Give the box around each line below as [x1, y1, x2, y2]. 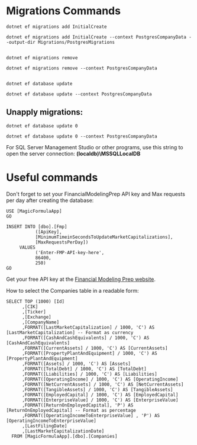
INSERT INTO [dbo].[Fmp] [6, 223, 67, 229]
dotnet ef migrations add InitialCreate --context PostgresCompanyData [6, 34, 186, 40]
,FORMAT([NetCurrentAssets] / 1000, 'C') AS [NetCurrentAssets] [21, 381, 184, 388]
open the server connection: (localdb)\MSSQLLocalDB [6, 150, 141, 157]
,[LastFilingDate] [21, 422, 67, 429]
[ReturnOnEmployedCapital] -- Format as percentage [6, 407, 136, 413]
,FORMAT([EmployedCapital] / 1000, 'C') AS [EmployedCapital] [21, 392, 179, 398]
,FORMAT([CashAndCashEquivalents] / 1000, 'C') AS [21, 335, 150, 341]
